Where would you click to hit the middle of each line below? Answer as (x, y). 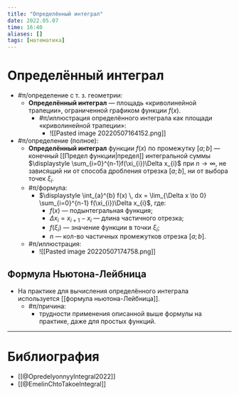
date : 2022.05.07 (33, 21)
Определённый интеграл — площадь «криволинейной (112, 103)
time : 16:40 (25, 27)
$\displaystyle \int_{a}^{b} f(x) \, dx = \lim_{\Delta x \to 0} (123, 195)
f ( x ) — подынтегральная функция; (101, 210)
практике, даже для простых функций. (97, 322)
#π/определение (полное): (58, 141)
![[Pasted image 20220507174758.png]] (97, 252)
